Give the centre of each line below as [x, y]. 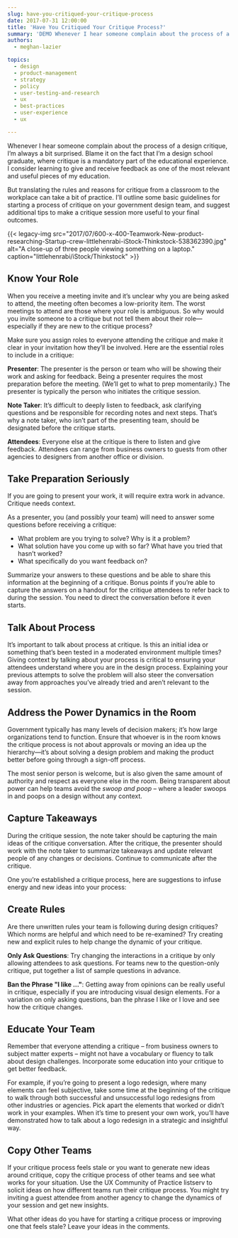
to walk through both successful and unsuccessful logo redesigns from [111, 1098]
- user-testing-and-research [57, 93]
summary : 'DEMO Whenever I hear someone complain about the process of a [119, 34]
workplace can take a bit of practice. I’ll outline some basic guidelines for [114, 197]
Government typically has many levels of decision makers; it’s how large [113, 730]
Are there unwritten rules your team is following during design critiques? [113, 926]
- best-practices [39, 106]
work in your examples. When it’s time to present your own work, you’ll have [118, 1113]
